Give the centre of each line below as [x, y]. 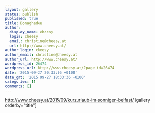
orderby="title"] [21, 105]
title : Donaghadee [24, 23]
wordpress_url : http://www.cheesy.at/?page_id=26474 [60, 68]
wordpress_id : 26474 [26, 64]
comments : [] [18, 86]
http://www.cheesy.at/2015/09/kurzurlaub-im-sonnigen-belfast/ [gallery [77, 100]
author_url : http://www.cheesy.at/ [41, 59]
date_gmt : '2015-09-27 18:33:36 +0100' [46, 77]
